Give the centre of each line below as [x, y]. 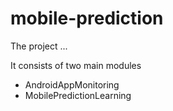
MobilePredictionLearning [78, 95]
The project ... [39, 46]
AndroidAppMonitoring [72, 84]
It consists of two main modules [76, 65]
